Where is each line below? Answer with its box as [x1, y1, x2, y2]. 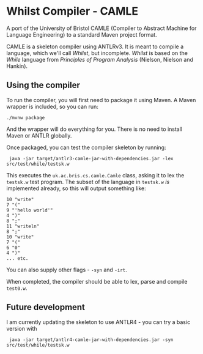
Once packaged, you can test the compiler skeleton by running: [6, 144, 166, 151]
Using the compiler [6, 80, 81, 90]
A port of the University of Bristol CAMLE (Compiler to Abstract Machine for [6, 24, 197, 32]
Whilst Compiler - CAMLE [6, 4, 139, 18]
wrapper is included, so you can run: [6, 103, 99, 110]
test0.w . [6, 284, 28, 292]
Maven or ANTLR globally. [6, 131, 72, 139]
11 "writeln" [6, 223, 40, 229]
